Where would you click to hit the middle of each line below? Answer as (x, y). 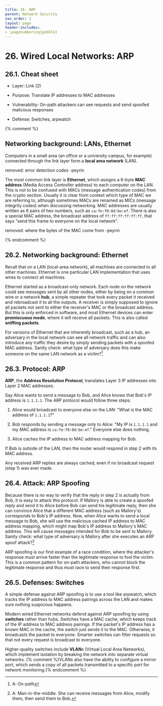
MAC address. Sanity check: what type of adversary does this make (73, 348)
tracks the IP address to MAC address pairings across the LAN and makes (79, 600)
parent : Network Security (31, 14)
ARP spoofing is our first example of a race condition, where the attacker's (80, 552)
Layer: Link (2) (26, 86)
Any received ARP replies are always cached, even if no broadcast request (80, 463)
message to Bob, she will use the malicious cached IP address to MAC (75, 521)
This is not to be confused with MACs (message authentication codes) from (81, 190)
